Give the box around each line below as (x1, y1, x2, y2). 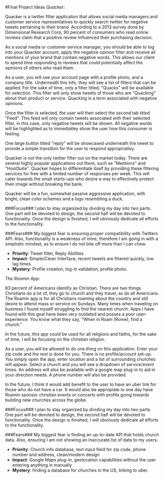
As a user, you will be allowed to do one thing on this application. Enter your (5, 346, 158, 351)
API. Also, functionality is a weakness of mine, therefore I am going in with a (5, 236, 158, 241)
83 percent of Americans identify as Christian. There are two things (5, 285, 141, 291)
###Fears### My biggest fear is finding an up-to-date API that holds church (5, 432, 159, 437)
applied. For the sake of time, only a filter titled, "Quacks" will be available (5, 85, 154, 90)
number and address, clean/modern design (12, 451, 100, 457)
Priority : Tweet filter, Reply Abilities (12, 250, 84, 256)
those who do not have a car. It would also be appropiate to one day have (5, 387, 153, 392)
